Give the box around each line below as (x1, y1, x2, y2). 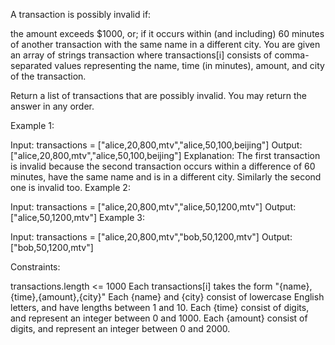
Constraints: (10, 261, 61, 273)
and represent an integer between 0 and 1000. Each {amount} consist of (10, 312, 308, 324)
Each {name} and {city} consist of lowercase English (108, 291, 325, 303)
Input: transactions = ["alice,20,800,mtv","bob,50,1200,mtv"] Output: (10, 231, 293, 243)
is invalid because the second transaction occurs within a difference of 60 (10, 160, 316, 172)
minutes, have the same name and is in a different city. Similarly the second (10, 171, 322, 183)
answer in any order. (10, 100, 95, 112)
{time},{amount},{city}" (10, 291, 107, 303)
